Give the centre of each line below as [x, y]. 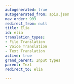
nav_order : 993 [21, 19]
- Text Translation [25, 51]
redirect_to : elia [24, 70]
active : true [18, 56]
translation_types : [25, 38]
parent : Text [18, 65]
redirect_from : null [26, 23]
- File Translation [25, 42]
